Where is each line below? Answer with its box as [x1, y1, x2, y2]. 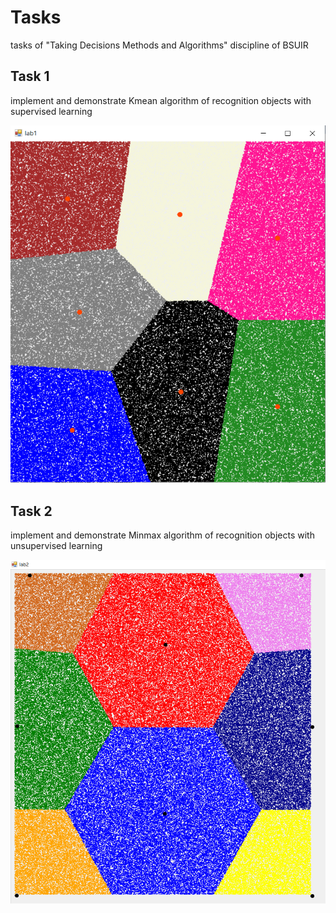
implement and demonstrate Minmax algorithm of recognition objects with [10, 529, 315, 541]
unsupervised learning [10, 540, 103, 552]
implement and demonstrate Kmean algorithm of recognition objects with [10, 94, 312, 106]
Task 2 [10, 502, 53, 520]
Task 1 [10, 68, 50, 85]
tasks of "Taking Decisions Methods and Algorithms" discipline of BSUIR [10, 39, 309, 51]
